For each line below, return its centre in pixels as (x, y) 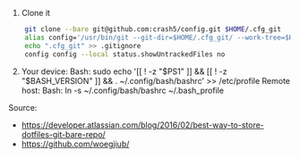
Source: (23, 107)
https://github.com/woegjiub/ (75, 144)
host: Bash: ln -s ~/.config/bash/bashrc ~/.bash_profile (123, 90)
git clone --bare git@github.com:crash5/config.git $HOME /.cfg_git (153, 29)
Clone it (36, 13)
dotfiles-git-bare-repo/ (64, 134)
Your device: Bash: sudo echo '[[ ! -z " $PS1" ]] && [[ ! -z (124, 71)
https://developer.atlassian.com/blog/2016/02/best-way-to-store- (143, 125)
